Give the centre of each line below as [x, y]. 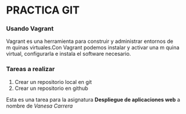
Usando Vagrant [30, 29]
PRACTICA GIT [43, 10]
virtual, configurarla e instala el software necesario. [68, 54]
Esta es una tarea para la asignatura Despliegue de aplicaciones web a [93, 99]
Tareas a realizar [30, 69]
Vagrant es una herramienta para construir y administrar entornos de [90, 41]
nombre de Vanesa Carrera [40, 106]
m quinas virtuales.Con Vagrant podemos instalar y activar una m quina [93, 48]
